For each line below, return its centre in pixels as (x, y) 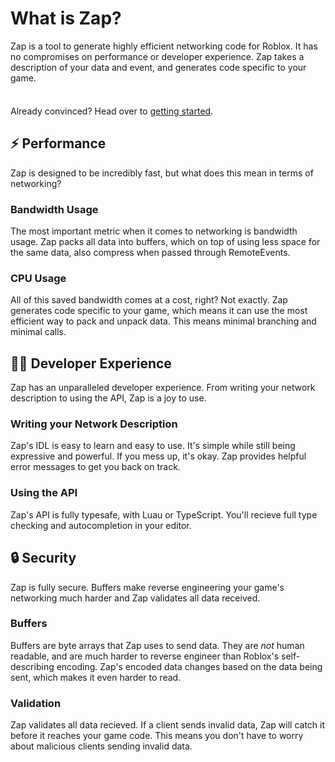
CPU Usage (38, 278)
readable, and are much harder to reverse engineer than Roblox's (145, 656)
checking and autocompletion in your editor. (101, 525)
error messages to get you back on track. (95, 467)
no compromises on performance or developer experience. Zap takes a (157, 56)
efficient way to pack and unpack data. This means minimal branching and (163, 321)
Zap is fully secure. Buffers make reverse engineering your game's (147, 587)
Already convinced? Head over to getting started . (112, 111)
